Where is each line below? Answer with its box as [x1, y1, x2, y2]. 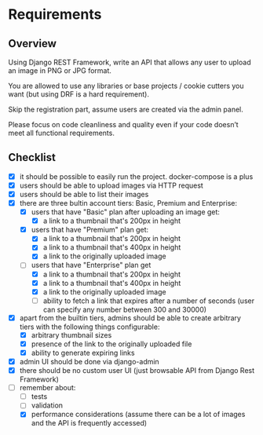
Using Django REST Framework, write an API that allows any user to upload [8, 57, 251, 67]
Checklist [8, 151, 57, 164]
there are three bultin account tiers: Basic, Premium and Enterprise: [19, 199, 238, 207]
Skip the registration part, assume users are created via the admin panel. [8, 104, 243, 114]
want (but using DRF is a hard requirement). [8, 90, 150, 99]
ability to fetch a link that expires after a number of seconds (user [42, 296, 255, 305]
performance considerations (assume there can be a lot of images [31, 410, 246, 419]
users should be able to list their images [19, 189, 149, 199]
